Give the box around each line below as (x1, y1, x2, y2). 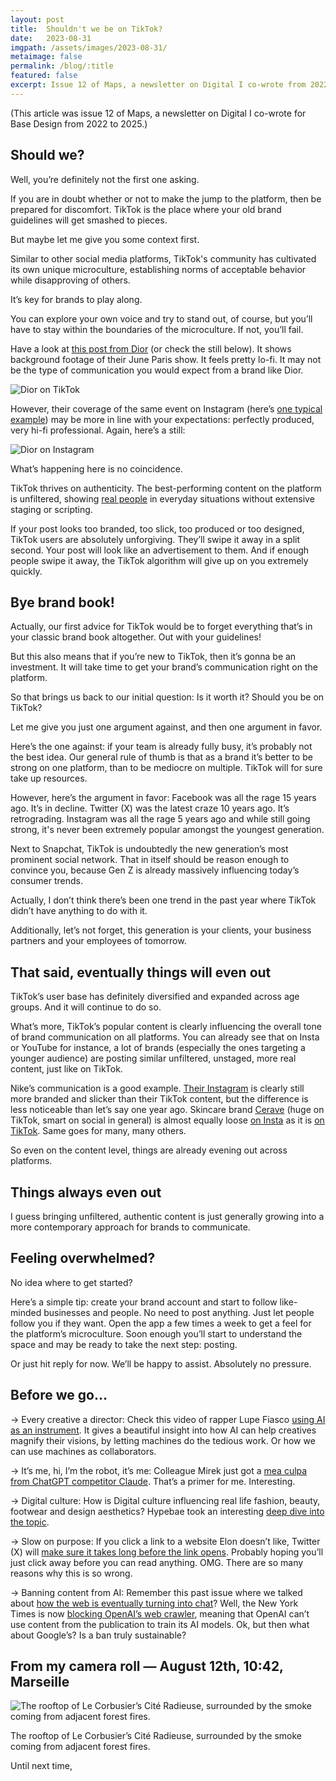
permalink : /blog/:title (10, 61, 114, 71)
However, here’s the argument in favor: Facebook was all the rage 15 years (10, 792, 317, 804)
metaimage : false (10, 52, 83, 62)
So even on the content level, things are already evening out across (10, 1144, 288, 1156)
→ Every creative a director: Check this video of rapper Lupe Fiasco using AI (10, 1413, 326, 1425)
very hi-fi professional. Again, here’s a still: (10, 424, 186, 436)
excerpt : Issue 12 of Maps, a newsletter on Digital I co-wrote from (10, 80, 307, 90)
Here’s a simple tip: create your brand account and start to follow (10, 1296, 278, 1308)
